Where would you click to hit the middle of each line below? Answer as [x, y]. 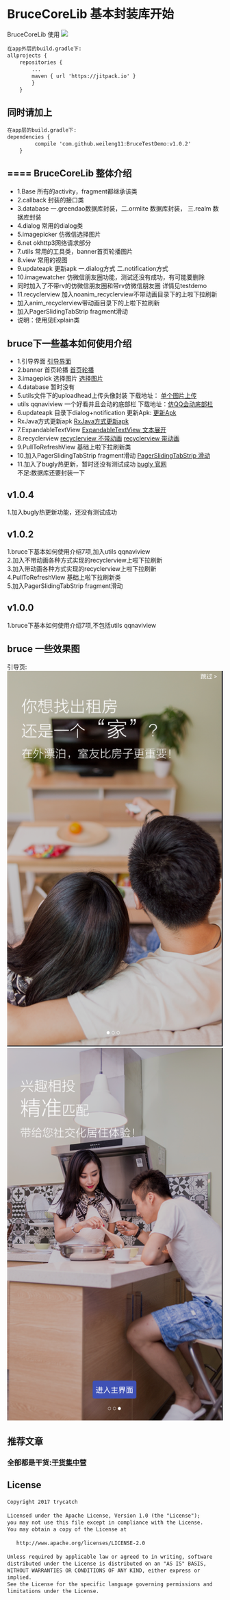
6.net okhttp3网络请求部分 [54, 243]
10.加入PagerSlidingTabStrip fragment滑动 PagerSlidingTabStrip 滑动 [114, 456]
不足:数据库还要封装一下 [51, 473]
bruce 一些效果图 [43, 649]
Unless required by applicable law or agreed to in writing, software [110, 1557]
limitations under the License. [53, 1591]
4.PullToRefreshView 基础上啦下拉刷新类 [64, 577]
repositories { [41, 62]
